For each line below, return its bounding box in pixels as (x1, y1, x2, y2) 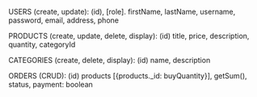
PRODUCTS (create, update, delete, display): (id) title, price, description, (8, 32, 250, 40)
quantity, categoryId (8, 40, 76, 49)
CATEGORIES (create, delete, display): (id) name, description (8, 56, 211, 65)
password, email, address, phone (8, 15, 120, 25)
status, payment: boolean (8, 80, 93, 89)
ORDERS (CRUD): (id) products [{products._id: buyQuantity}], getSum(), (8, 71, 248, 80)
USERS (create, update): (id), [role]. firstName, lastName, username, (8, 7, 236, 16)
